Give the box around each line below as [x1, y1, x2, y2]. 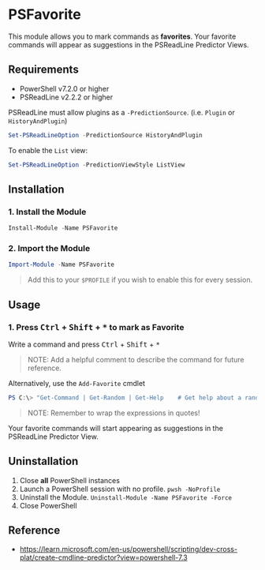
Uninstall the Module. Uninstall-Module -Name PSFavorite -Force [19, 492, 233, 502]
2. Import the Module [8, 242, 91, 253]
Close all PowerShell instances [19, 475, 121, 485]
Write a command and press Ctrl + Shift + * [8, 339, 160, 349]
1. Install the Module [8, 206, 87, 217]
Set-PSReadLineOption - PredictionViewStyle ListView [8, 160, 185, 169]
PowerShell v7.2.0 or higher [19, 84, 110, 93]
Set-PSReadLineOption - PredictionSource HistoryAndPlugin [8, 131, 203, 139]
